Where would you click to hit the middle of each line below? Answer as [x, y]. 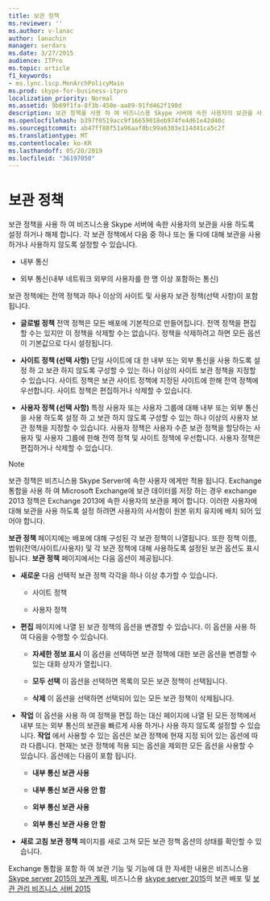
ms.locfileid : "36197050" [52, 158]
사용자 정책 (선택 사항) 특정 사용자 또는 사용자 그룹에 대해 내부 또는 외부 [132, 408]
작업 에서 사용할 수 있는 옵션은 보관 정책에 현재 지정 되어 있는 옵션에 [143, 736]
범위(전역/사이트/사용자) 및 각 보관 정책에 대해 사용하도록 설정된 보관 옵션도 [126, 548]
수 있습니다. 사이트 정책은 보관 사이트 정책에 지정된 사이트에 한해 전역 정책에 [139, 380]
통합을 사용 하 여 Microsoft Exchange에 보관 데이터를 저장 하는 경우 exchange [133, 491]
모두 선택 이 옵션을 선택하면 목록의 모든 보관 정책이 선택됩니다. [130, 681]
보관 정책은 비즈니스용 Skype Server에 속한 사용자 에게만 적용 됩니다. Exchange [135, 481]
